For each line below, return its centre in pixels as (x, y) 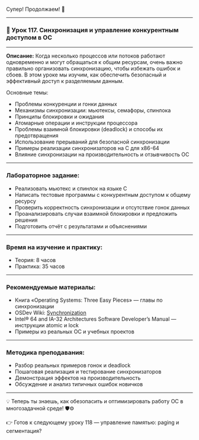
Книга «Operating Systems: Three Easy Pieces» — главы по (89, 300)
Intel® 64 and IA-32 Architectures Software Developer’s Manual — (95, 319)
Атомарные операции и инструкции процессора (76, 123)
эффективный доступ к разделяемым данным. (65, 81)
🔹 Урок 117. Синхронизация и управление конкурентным (92, 30)
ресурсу (25, 201)
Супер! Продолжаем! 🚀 (36, 9)
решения (26, 220)
